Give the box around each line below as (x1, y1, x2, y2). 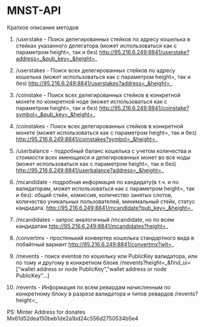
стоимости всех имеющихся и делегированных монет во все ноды (15, 153, 191, 161)
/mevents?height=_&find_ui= (120, 259, 191, 266)
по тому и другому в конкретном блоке (15, 259, 119, 266)
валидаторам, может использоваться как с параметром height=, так (15, 185, 195, 192)
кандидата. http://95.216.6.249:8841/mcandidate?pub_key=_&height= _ (15, 204, 194, 212)
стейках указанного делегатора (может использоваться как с (15, 42, 177, 49)
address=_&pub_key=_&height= (15, 55, 95, 62)
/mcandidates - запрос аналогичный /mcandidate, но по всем (15, 216, 175, 223)
